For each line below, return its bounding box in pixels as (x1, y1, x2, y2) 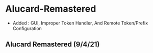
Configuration (12, 25, 42, 31)
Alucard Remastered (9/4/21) (5, 40, 100, 49)
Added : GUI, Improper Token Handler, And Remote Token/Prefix (12, 20, 148, 26)
